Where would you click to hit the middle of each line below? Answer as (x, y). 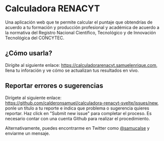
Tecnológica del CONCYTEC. (35, 38)
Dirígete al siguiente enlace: (33, 98)
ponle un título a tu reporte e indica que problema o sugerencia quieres (77, 108)
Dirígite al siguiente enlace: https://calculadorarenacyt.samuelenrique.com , (81, 65)
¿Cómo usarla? (29, 53)
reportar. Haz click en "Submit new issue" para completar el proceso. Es (78, 113)
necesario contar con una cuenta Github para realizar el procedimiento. (78, 118)
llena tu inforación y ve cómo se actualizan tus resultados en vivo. (72, 70)
